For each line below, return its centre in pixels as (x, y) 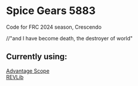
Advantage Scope (28, 71)
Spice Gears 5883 (51, 11)
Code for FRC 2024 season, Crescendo (54, 27)
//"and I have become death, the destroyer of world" (70, 38)
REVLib (15, 77)
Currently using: (37, 57)
